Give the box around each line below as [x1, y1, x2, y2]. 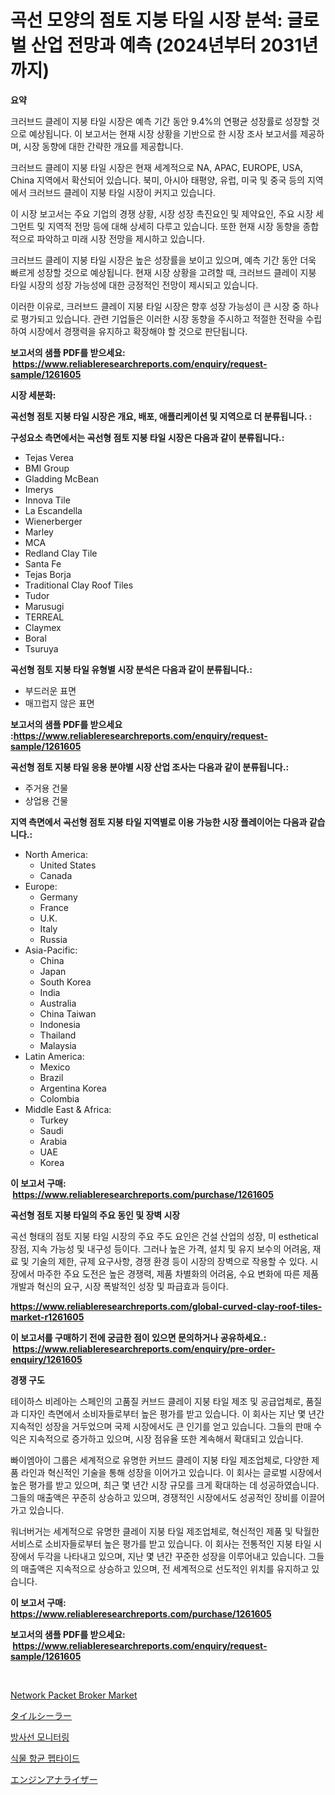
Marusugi [24, 600, 65, 612]
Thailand [39, 1029, 77, 1041]
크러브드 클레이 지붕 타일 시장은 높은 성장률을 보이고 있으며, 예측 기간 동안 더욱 [10, 254, 317, 266]
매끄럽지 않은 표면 [24, 697, 95, 709]
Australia [39, 997, 77, 1009]
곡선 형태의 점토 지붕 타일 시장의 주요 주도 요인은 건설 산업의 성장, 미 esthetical [10, 1230, 319, 1242]
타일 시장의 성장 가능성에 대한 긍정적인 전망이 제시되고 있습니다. [10, 279, 259, 291]
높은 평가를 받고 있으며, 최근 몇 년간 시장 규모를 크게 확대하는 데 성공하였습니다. [10, 1479, 320, 1491]
